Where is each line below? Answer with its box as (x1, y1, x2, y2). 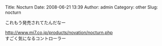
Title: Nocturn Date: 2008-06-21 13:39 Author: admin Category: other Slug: (5, 4, 158, 10)
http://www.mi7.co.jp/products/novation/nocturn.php (5, 30, 113, 35)
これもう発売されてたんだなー (5, 20, 66, 25)
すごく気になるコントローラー (5, 36, 66, 41)
